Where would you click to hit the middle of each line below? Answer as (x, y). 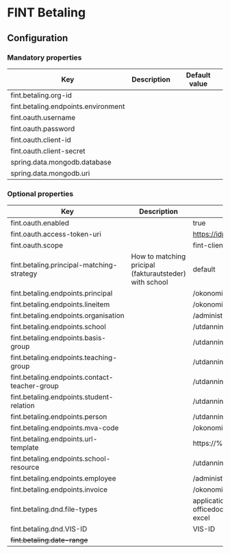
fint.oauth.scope (37, 245)
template (25, 448)
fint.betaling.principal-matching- (64, 265)
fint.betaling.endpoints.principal (62, 293)
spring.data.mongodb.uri (50, 173)
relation (23, 406)
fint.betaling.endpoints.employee (63, 479)
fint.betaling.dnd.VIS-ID (49, 529)
